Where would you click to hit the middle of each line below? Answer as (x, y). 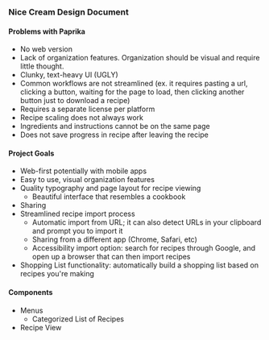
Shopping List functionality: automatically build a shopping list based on (139, 265)
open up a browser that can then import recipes (111, 257)
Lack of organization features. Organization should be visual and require (140, 58)
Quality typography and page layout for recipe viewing (110, 189)
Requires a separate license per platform (87, 109)
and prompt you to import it (77, 231)
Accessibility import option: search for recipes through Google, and (144, 248)
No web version (46, 49)
